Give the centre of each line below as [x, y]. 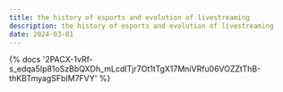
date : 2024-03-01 [42, 34]
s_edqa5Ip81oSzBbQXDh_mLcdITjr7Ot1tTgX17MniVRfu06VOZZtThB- [135, 69]
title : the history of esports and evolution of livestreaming [129, 17]
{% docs [25, 60]
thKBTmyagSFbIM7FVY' [53, 79]
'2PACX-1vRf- [68, 60]
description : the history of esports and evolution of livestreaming [141, 26]
